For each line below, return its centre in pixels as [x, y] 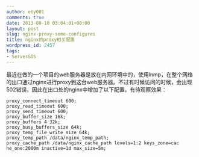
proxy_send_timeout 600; [37, 111]
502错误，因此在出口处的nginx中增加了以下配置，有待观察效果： [87, 89]
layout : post [23, 29]
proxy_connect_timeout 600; [42, 101]
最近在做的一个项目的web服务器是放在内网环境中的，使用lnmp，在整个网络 [99, 74]
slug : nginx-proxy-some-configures [51, 34]
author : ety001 [25, 12]
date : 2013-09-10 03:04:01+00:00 [48, 23]
